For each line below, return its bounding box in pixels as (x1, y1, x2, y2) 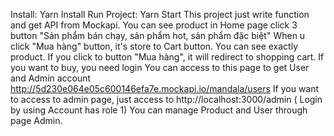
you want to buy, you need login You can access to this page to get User (10, 62, 310, 73)
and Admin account (10, 72, 92, 84)
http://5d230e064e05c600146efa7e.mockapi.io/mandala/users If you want (10, 83, 320, 94)
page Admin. (10, 115, 63, 126)
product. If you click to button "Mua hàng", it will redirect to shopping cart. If (10, 51, 325, 63)
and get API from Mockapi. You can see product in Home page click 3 (10, 19, 298, 31)
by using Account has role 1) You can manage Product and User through (10, 104, 308, 116)
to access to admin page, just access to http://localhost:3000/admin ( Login (10, 94, 323, 105)
